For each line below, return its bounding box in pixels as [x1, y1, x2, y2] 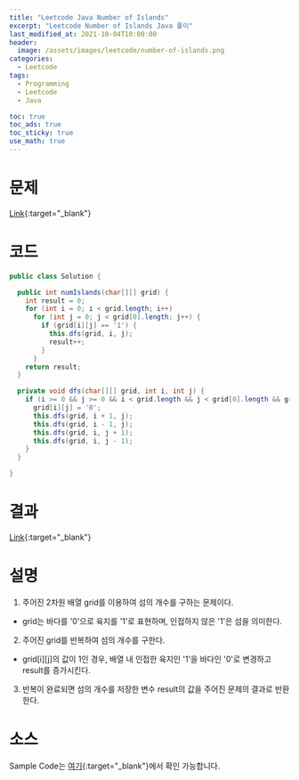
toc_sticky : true [9, 128, 74, 138]
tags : [9, 71, 29, 80]
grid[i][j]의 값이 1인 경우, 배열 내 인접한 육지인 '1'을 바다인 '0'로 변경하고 [21, 654, 271, 664]
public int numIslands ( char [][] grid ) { [17, 288, 169, 297]
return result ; [25, 362, 82, 371]
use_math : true [9, 137, 66, 146]
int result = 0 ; [25, 296, 86, 305]
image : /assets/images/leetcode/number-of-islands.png [17, 46, 225, 55]
